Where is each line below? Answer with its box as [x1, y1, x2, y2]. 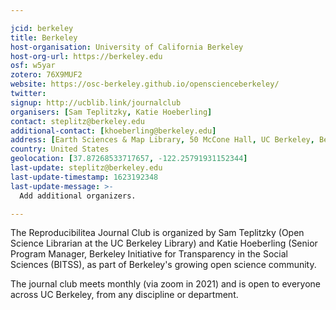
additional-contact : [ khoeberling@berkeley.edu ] [10, 126, 217, 136]
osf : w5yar [10, 61, 56, 71]
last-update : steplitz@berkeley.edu [10, 163, 163, 173]
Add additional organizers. [19, 191, 137, 201]
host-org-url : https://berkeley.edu [10, 51, 163, 61]
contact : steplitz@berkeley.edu [10, 116, 145, 126]
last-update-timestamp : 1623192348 [10, 172, 159, 182]
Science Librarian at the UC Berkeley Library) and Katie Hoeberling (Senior [10, 237, 318, 250]
